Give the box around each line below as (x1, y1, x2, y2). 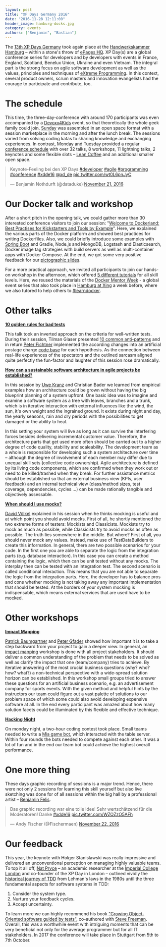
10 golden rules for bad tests (5, 321, 65, 327)
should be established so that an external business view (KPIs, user (5, 475, 143, 481)
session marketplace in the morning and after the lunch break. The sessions (5, 130, 160, 136)
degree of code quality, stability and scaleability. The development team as (5, 444, 159, 450)
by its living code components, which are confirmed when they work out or (5, 465, 159, 471)
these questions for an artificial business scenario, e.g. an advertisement (5, 680, 154, 686)
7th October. (5, 937, 31, 943)
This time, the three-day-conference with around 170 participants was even (5, 114, 159, 120)
